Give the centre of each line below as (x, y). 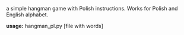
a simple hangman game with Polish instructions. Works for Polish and (92, 8)
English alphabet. (27, 15)
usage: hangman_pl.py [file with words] (55, 26)
